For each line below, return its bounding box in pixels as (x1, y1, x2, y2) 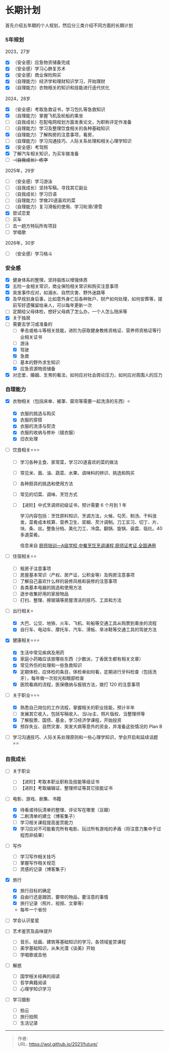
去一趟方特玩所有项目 (12, 223, 57, 229)
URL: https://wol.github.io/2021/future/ (17, 1041, 98, 1047)
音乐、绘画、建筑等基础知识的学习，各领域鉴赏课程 (20, 939, 126, 945)
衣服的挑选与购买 (20, 410, 56, 417)
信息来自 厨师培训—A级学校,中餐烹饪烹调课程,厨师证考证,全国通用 (20, 542, 156, 548)
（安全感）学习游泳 (12, 178, 53, 184)
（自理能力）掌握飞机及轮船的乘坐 (12, 112, 83, 119)
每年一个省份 (20, 906, 47, 913)
